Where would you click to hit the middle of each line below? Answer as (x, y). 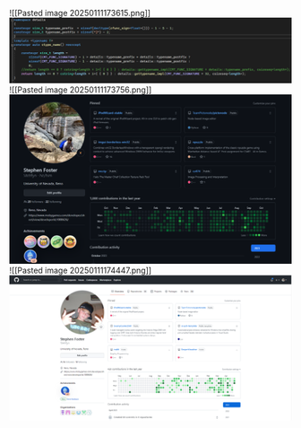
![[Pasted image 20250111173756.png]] (81, 90)
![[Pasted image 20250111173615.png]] (80, 13)
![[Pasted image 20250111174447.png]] (81, 271)
